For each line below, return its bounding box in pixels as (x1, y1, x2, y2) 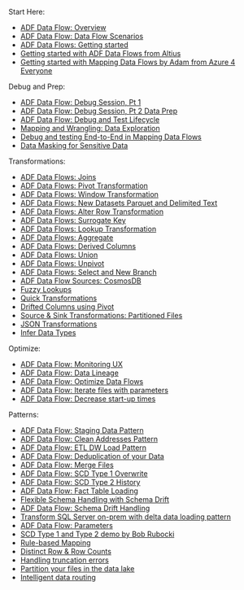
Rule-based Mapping (20, 538, 91, 548)
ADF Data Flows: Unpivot (20, 259, 105, 268)
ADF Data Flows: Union (20, 250, 98, 260)
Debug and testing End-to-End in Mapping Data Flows (20, 132, 202, 142)
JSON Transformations (20, 319, 98, 329)
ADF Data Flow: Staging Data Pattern (20, 426, 144, 435)
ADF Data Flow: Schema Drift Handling (20, 504, 150, 513)
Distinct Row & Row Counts (20, 547, 112, 556)
